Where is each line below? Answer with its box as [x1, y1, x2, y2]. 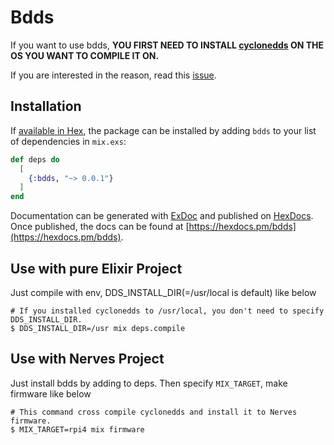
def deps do [10, 154, 60, 165]
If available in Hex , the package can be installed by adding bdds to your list [10, 124, 317, 136]
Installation [10, 98, 82, 115]
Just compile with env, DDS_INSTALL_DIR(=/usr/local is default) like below [10, 286, 317, 298]
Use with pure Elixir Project [10, 260, 183, 277]
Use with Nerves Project [10, 351, 165, 368]
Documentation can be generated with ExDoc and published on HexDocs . [10, 210, 314, 222]
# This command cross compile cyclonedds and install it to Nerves [10, 407, 298, 417]
